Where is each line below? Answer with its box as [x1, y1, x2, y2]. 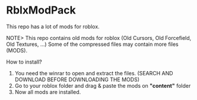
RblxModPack [6, 4, 76, 17]
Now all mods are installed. [14, 88, 81, 95]
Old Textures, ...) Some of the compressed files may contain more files [6, 41, 179, 48]
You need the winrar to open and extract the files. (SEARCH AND [14, 69, 173, 76]
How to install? [6, 58, 43, 65]
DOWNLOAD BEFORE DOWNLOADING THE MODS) [14, 76, 139, 83]
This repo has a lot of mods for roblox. [6, 23, 100, 30]
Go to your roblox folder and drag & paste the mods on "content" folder [14, 82, 191, 89]
